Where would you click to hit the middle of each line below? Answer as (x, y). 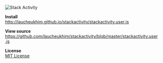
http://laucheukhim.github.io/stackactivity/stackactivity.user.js (67, 22)
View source (18, 31)
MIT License (17, 56)
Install (11, 17)
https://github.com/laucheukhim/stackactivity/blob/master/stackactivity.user (81, 36)
